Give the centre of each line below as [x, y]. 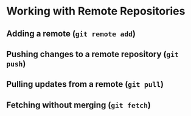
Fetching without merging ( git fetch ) [78, 105]
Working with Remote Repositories [96, 11]
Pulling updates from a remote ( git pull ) [85, 84]
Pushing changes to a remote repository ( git [92, 54]
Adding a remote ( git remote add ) [71, 34]
